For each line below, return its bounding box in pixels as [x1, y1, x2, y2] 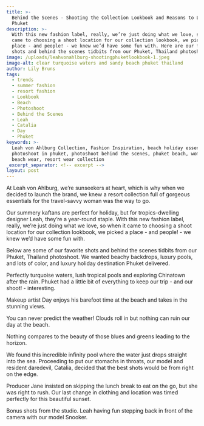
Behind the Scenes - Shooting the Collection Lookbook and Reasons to [12, 15, 194, 21]
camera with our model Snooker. [6, 414, 88, 421]
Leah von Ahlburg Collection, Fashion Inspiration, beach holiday [12, 144, 183, 151]
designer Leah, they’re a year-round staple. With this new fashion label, [6, 216, 185, 223]
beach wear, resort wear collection [12, 156, 104, 162]
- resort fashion [12, 88, 56, 94]
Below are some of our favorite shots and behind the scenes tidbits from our [6, 247, 197, 254]
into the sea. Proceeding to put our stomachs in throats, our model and [6, 358, 183, 365]
